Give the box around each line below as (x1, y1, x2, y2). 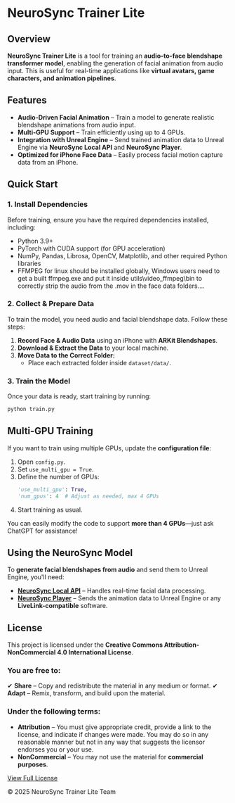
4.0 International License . (57, 648, 133, 657)
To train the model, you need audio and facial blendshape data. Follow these (7, 315, 228, 323)
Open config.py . (17, 457, 65, 466)
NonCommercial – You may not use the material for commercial (17, 752, 203, 761)
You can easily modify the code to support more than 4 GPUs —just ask (7, 519, 214, 527)
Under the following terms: (7, 707, 101, 716)
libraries (17, 259, 41, 267)
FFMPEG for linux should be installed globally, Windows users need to (17, 266, 220, 275)
